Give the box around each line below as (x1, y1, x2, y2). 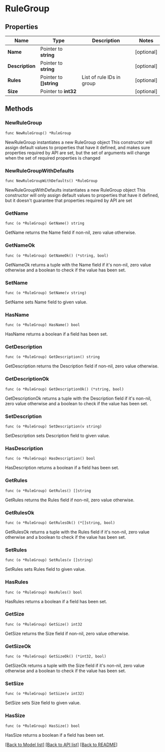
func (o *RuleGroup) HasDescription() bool (5, 456, 96, 461)
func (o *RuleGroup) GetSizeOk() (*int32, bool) (5, 654, 107, 659)
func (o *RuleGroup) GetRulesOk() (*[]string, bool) (5, 520, 115, 525)
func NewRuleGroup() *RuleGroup (5, 131, 71, 135)
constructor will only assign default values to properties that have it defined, (5, 192, 159, 198)
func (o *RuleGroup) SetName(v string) (5, 290, 87, 295)
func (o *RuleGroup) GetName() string (5, 221, 84, 226)
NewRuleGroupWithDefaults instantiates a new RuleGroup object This (5, 187, 146, 193)
